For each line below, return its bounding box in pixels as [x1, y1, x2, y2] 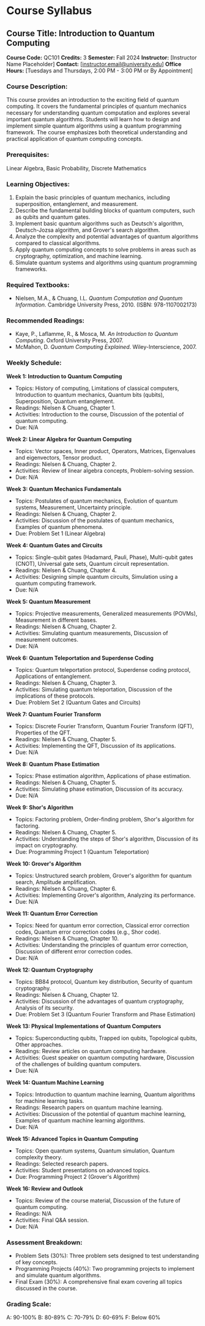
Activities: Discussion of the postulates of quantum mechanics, [15, 516, 174, 524]
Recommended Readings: [6, 316, 84, 325]
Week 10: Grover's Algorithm [6, 859, 81, 867]
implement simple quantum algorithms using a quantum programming [6, 122, 182, 129]
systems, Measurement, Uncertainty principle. [15, 503, 132, 511]
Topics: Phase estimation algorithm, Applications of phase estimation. [15, 772, 191, 779]
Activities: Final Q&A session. [15, 1216, 89, 1224]
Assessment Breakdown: [6, 1238, 83, 1246]
